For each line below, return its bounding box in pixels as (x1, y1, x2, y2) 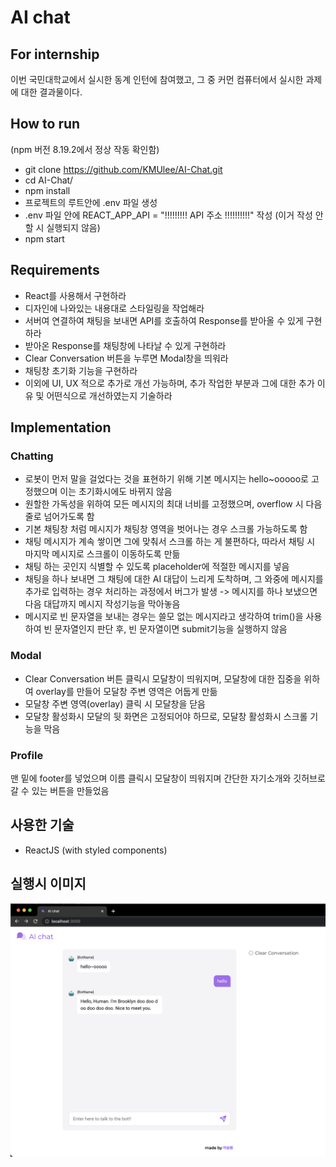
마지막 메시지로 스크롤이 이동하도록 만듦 (24, 548, 181, 560)
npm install (24, 184, 71, 196)
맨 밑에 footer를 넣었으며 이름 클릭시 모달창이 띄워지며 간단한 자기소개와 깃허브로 (10, 772, 326, 784)
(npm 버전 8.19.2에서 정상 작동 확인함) (10, 143, 160, 155)
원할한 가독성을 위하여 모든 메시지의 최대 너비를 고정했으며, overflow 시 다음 (24, 498, 323, 510)
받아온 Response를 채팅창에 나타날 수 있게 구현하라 (24, 339, 227, 351)
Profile (10, 748, 44, 762)
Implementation (10, 419, 112, 436)
